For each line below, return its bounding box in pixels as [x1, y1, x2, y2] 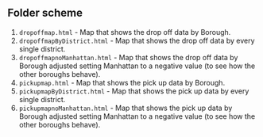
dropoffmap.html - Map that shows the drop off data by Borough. [18, 27, 231, 36]
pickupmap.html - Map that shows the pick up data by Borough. [18, 78, 226, 87]
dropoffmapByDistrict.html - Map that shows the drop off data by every [18, 36, 255, 45]
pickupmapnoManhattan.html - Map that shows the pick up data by [18, 103, 233, 112]
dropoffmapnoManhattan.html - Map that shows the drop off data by [18, 52, 238, 62]
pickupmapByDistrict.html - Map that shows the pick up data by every [18, 86, 249, 96]
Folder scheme [7, 6, 83, 20]
